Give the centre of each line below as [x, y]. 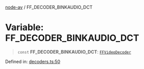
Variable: [25, 27]
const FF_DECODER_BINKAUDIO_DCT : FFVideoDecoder [74, 51]
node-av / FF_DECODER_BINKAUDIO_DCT [49, 7]
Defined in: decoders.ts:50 [33, 61]
